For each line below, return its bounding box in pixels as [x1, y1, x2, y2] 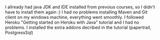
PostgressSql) [5, 30, 33, 35]
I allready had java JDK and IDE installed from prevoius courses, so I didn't [5, 4, 155, 10]
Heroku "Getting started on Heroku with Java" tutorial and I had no [5, 19, 139, 25]
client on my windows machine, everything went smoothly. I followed [5, 14, 144, 20]
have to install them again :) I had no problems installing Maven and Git [5, 9, 148, 15]
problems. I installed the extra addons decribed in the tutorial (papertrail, [5, 25, 152, 30]
